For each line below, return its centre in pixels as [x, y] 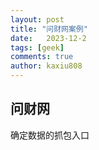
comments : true [42, 57]
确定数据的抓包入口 [50, 135]
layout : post [37, 19]
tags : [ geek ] [37, 47]
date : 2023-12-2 [48, 38]
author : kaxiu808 [46, 66]
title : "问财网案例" [49, 29]
